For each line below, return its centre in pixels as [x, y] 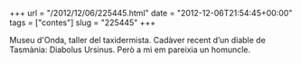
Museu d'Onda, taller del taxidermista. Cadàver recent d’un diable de [138, 40]
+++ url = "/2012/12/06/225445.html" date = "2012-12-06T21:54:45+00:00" [151, 13]
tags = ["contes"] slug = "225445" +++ [83, 23]
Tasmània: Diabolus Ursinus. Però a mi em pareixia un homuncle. [130, 50]
